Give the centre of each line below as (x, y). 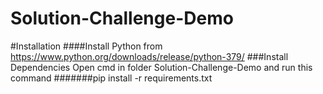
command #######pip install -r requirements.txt (111, 78)
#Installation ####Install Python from (86, 46)
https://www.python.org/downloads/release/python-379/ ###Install (149, 56)
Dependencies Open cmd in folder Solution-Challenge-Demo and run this (161, 67)
